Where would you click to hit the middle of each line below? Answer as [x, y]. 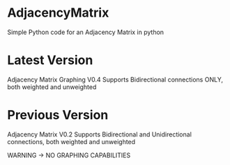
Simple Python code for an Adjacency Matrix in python [86, 32]
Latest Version [50, 60]
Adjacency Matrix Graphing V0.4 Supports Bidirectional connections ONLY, [115, 79]
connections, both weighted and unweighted [71, 141]
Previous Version [58, 115]
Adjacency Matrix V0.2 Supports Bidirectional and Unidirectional [99, 134]
